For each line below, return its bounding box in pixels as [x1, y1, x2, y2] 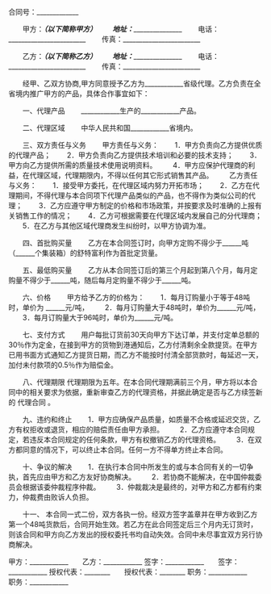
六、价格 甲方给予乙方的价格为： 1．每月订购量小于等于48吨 [22, 293, 251, 302]
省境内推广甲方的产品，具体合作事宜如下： [8, 89, 150, 98]
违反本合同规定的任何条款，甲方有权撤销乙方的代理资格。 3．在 [29, 435, 256, 444]
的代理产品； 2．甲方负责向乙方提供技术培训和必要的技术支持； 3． [8, 150, 262, 160]
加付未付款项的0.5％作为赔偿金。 [8, 360, 119, 370]
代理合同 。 [17, 398, 55, 407]
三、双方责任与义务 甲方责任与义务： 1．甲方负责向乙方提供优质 [22, 140, 263, 149]
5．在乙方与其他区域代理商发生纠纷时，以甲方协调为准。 [22, 221, 211, 230]
